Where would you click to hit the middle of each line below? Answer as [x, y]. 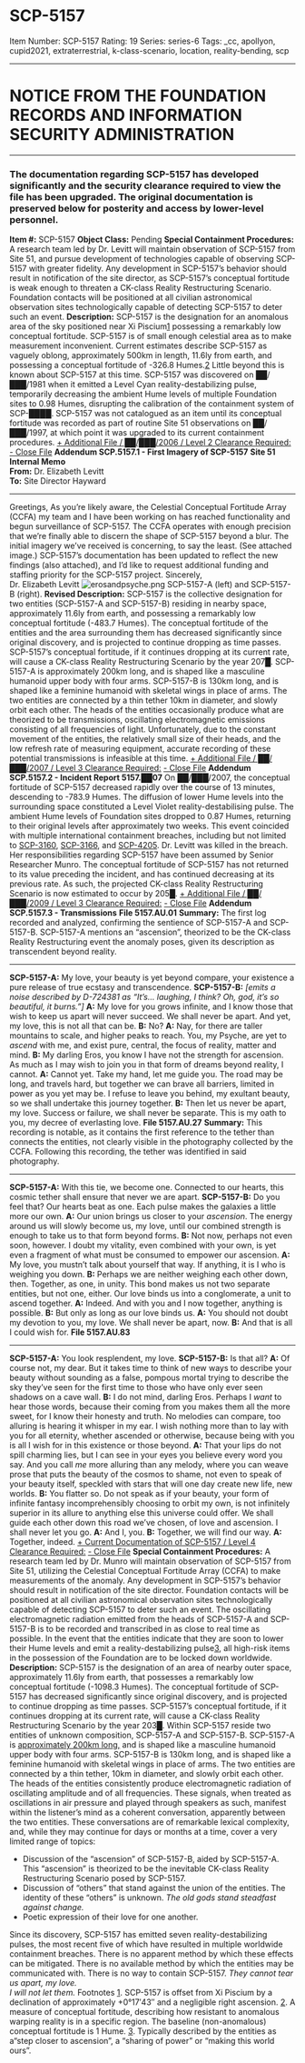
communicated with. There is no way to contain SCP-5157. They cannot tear [151, 1973]
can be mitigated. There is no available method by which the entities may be [152, 1964]
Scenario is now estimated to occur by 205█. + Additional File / [128, 894]
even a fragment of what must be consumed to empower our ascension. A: [150, 1255]
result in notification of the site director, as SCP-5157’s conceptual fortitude [150, 278]
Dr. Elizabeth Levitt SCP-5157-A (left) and [129, 585]
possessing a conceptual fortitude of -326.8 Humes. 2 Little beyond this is [147, 366]
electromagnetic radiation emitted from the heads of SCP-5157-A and [139, 1619]
